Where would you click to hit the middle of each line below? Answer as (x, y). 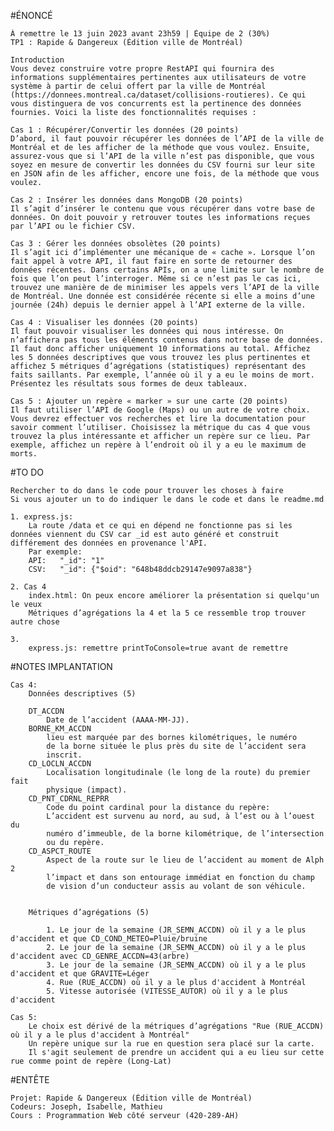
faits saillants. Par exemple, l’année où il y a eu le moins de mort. (162, 375)
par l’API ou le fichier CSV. (73, 226)
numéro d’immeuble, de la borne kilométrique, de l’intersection (185, 834)
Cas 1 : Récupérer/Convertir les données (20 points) (125, 130)
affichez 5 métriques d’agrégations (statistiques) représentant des (158, 366)
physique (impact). (87, 790)
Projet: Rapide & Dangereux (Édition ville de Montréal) (131, 1098)
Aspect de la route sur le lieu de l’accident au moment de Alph (185, 860)
